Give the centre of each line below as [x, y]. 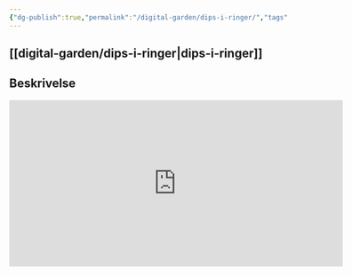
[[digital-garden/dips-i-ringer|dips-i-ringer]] [136, 54]
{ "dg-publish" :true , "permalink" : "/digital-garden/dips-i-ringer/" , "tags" [149, 17]
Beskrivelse [43, 84]
